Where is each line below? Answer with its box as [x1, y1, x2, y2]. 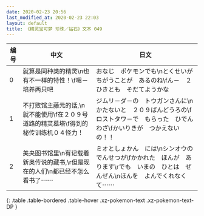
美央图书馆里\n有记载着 [22, 149, 90, 158]
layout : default [6, 20, 47, 26]
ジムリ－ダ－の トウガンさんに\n [96, 96, 193, 105]
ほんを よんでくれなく [120, 172, 187, 180]
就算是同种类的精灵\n [22, 67, 84, 76]
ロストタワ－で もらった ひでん [96, 115, 194, 123]
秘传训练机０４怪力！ [22, 129, 84, 137]
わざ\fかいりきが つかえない [96, 124, 180, 132]
